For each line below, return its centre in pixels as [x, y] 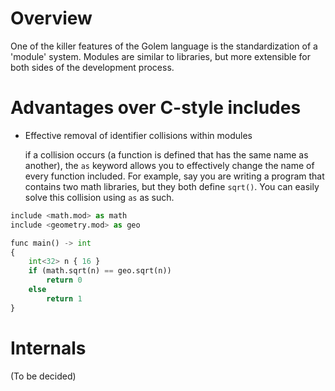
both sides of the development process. [92, 67]
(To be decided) [43, 376]
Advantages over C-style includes [156, 108]
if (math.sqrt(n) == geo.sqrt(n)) [100, 271]
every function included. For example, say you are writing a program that [174, 176]
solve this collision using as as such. [99, 197]
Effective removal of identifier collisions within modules [138, 135]
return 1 [64, 298]
